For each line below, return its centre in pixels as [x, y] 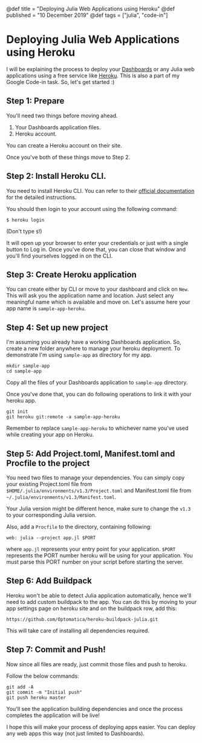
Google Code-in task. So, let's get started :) [60, 82]
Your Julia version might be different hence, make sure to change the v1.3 [99, 508]
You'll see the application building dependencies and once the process [95, 709]
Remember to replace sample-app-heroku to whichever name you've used [97, 428]
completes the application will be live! [53, 715]
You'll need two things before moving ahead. [62, 115]
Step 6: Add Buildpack [49, 581]
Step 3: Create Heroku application [72, 274]
